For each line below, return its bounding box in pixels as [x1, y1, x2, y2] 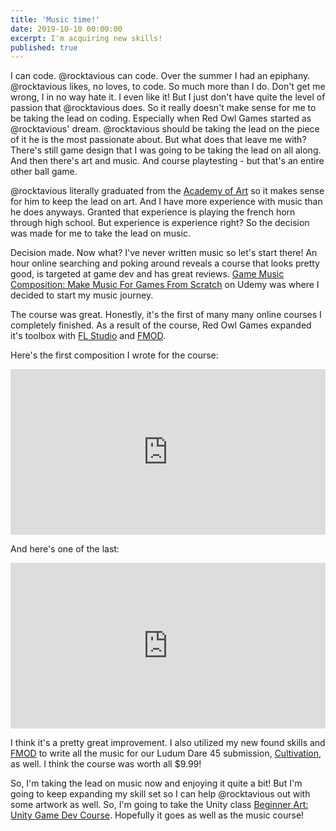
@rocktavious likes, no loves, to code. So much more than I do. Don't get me [10, 81, 326, 93]
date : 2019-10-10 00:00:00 [10, 24, 123, 34]
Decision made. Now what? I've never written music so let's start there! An [10, 247, 318, 259]
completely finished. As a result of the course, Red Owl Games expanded [10, 319, 312, 331]
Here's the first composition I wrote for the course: [10, 349, 219, 361]
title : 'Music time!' [10, 14, 101, 25]
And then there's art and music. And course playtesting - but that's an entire [10, 155, 325, 167]
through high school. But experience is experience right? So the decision [10, 217, 310, 229]
